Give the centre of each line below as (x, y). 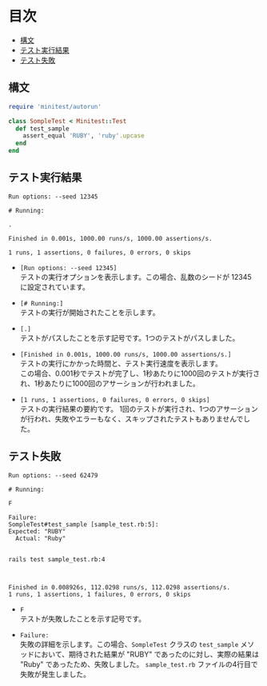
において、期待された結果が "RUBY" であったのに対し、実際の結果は (147, 654)
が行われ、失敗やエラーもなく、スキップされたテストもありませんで (132, 419)
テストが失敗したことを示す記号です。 (83, 618)
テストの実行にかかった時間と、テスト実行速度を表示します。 (121, 363)
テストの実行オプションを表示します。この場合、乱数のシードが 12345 (135, 277)
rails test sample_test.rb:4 (57, 559)
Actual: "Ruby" (41, 538)
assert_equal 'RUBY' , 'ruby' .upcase (84, 136)
